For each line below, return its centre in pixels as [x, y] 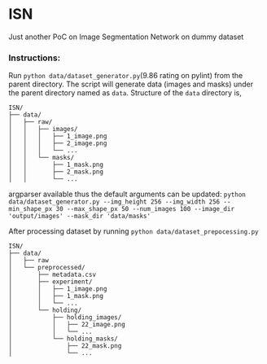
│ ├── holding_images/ [65, 318]
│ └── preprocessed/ [47, 268]
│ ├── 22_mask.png [65, 346]
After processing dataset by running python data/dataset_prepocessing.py [133, 231]
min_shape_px [31, 209]
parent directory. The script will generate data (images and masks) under [131, 84]
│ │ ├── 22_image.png [67, 325]
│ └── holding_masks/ [63, 339]
